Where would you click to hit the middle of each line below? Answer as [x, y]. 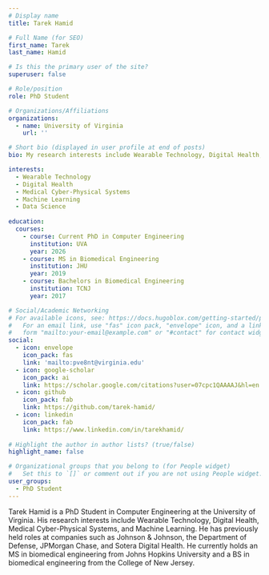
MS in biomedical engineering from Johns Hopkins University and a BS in [129, 554]
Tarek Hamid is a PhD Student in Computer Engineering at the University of [132, 511]
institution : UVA [58, 244]
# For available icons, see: [57, 318]
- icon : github [41, 392]
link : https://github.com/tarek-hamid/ [89, 408]
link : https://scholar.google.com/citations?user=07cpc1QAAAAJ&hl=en [141, 385]
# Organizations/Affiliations [59, 111]
